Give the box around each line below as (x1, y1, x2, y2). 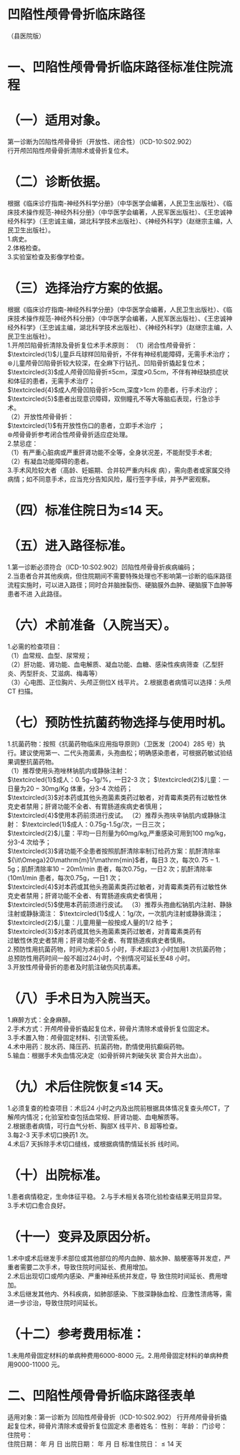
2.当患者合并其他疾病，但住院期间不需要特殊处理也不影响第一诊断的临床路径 (7, 572, 232, 581)
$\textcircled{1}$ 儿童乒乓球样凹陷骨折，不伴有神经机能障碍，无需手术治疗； (7, 349, 232, 358)
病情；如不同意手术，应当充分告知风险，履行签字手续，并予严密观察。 (7, 474, 214, 483)
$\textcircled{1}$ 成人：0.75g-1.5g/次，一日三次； (21, 819, 167, 829)
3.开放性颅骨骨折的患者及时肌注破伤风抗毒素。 (7, 962, 145, 971)
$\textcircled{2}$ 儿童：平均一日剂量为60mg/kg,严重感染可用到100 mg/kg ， (7, 829, 230, 837)
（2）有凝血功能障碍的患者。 (7, 456, 93, 465)
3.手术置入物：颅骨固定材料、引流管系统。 (7, 1033, 132, 1041)
